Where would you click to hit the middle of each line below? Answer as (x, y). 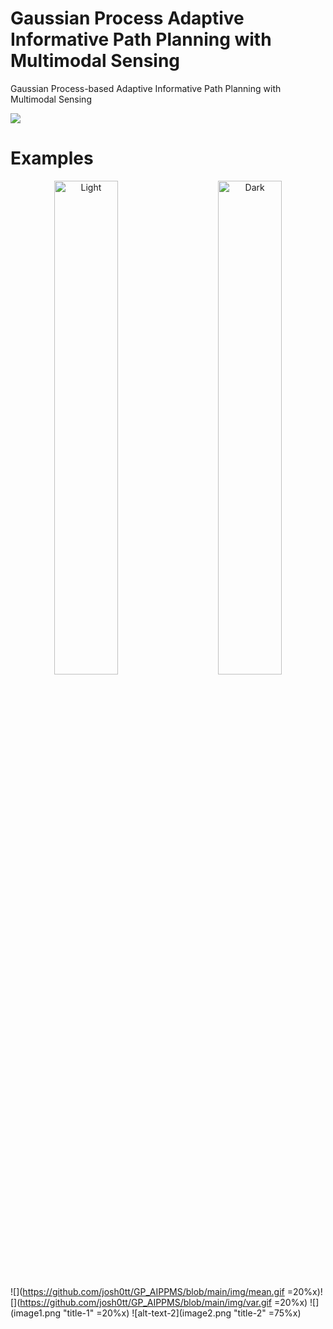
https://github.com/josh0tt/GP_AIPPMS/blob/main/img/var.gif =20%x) (163, 1302)
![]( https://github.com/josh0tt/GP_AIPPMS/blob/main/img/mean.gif (147, 1291)
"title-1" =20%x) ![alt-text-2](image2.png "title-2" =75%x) (182, 1313)
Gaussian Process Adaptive (127, 18)
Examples (52, 158)
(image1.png (36, 1313)
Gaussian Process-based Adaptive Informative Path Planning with (146, 88)
